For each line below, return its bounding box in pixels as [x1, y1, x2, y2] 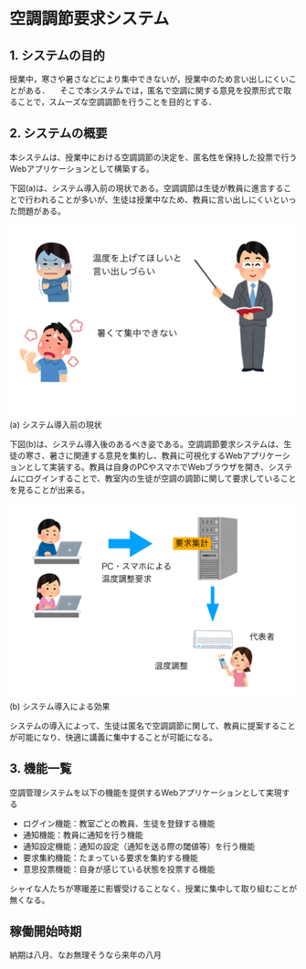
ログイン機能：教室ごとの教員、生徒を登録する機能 [22, 817, 216, 828]
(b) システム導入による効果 [9, 700, 111, 711]
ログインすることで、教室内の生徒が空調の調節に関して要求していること [25, 473, 297, 484]
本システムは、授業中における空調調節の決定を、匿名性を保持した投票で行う [9, 152, 298, 163]
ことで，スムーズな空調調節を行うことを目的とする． [16, 97, 216, 107]
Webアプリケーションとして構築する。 [9, 163, 155, 174]
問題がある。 [16, 205, 66, 216]
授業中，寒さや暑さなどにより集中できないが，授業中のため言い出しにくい [9, 74, 290, 84]
